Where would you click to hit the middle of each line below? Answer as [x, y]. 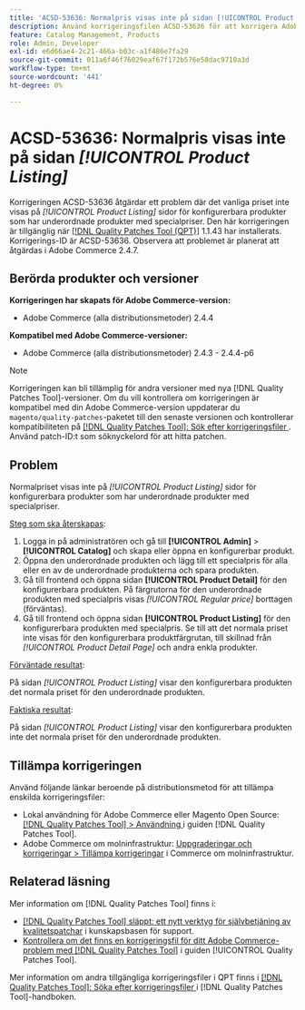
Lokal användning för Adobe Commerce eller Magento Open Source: [151, 814]
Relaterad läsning [60, 882]
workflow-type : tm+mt [50, 69]
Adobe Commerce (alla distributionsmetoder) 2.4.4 [118, 318]
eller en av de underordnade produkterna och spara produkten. [141, 570]
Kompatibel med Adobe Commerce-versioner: [98, 336]
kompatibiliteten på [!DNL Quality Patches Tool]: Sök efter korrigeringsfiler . [151, 427]
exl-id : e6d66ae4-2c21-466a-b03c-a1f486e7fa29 [99, 52]
